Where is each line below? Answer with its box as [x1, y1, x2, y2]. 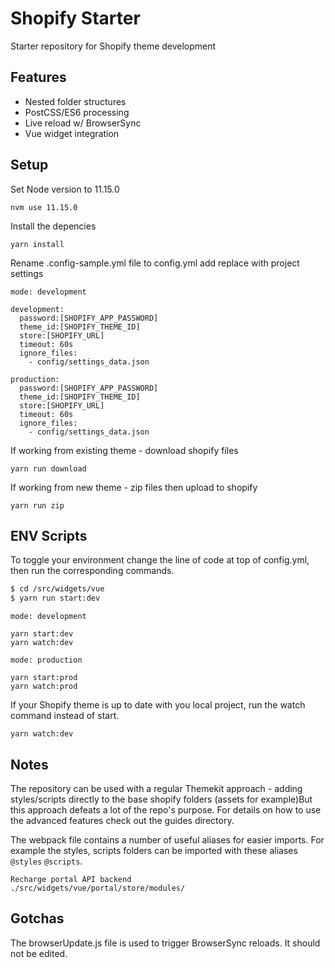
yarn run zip [10, 500, 65, 511]
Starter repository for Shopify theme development [10, 40, 217, 52]
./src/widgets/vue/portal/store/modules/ [10, 883, 186, 893]
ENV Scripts [10, 527, 88, 544]
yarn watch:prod [10, 682, 78, 692]
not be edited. [10, 947, 68, 959]
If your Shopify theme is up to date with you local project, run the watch [10, 699, 306, 711]
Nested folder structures [24, 95, 127, 107]
